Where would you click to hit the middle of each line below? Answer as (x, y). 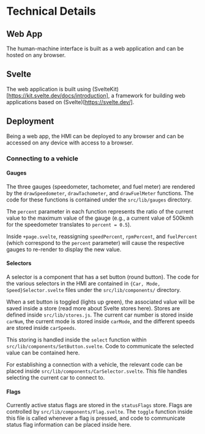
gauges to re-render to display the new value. (64, 249)
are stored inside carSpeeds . (41, 327)
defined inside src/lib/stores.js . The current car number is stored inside (100, 315)
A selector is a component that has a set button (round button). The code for (103, 277)
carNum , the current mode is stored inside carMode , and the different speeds (101, 321)
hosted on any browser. (36, 55)
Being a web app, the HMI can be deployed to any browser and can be (95, 136)
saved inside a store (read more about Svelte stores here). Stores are (93, 308)
